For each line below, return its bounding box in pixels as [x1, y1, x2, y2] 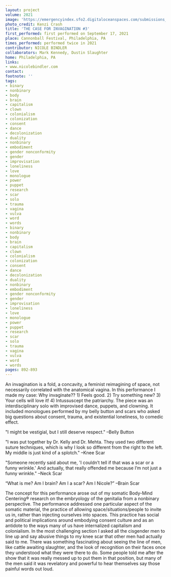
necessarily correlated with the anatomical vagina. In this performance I [5, 387, 156, 393]
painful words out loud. [5, 566, 54, 572]
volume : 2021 [5, 12, 33, 17]
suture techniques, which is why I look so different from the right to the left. [5, 444, 163, 451]
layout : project [5, 7, 40, 13]
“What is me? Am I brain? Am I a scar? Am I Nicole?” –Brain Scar [5, 480, 140, 486]
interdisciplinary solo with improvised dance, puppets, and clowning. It [5, 403, 154, 409]
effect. [5, 419, 19, 425]
